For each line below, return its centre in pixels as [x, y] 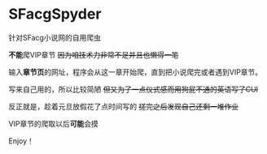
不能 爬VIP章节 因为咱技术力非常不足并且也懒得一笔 [94, 54]
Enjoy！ [22, 141]
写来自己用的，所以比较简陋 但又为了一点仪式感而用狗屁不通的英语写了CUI [133, 89]
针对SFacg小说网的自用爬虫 [55, 37]
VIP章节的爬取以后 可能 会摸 [54, 123]
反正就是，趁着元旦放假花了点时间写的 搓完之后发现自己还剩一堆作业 [123, 106]
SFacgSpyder [55, 14]
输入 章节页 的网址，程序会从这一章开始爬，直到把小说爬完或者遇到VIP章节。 [136, 72]
